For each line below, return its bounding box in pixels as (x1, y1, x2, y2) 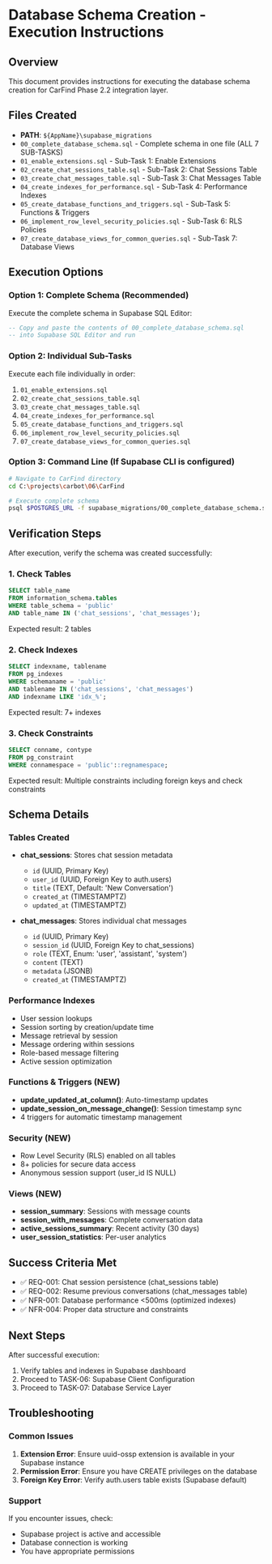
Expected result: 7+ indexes (8, 707, 102, 717)
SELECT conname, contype (8, 746, 92, 754)
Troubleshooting (8, 1406, 95, 1420)
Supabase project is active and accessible (19, 1529, 161, 1539)
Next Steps (8, 1328, 66, 1342)
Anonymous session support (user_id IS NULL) (19, 1168, 176, 1178)
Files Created (8, 108, 77, 122)
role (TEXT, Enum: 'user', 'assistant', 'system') (32, 949, 188, 958)
